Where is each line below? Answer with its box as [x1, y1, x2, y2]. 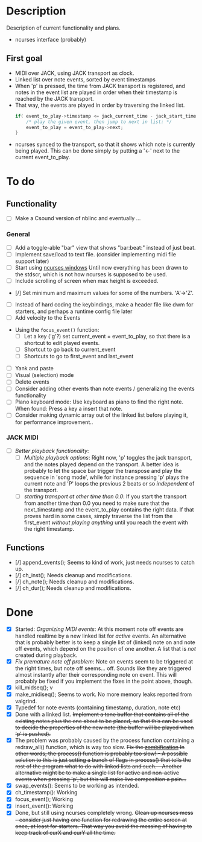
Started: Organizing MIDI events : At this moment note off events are [14, 625, 184, 633]
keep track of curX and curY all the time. [14, 829, 116, 836]
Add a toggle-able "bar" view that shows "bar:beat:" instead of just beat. [14, 244, 196, 251]
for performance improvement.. [14, 418, 93, 426]
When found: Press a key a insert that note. [14, 405, 122, 413]
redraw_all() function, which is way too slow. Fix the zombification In [14, 744, 185, 751]
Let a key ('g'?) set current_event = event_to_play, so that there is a [24, 332, 191, 340]
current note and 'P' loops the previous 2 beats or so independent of [24, 480, 195, 487]
